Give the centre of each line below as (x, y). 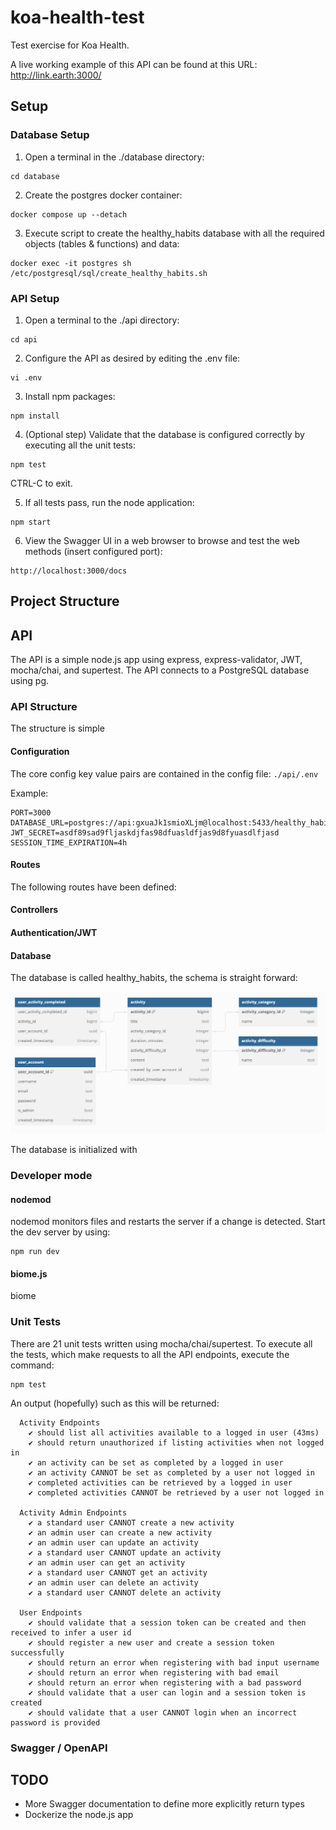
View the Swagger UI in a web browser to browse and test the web (162, 540)
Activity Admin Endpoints (73, 1512)
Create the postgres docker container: (103, 195)
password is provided (55, 1722)
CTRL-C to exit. (41, 483)
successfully (37, 1652)
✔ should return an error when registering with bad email (154, 1672)
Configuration (40, 752)
